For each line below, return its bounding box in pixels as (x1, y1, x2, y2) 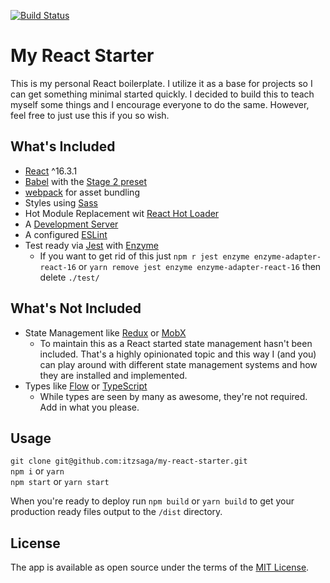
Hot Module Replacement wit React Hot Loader (24, 207, 220, 219)
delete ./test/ (39, 271, 100, 283)
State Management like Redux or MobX (24, 326, 187, 339)
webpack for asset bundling (24, 186, 140, 198)
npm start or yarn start (10, 476, 110, 488)
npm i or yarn (10, 465, 65, 477)
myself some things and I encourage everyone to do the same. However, (10, 98, 310, 110)
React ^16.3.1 (24, 165, 78, 177)
